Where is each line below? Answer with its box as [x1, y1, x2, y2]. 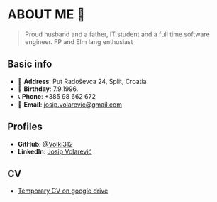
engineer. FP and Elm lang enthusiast [24, 37, 133, 46]
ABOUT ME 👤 [7, 6, 85, 23]
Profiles [7, 121, 43, 133]
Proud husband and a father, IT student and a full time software [24, 30, 211, 38]
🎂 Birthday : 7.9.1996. [17, 85, 79, 93]
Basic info [7, 58, 52, 70]
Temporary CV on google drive [17, 186, 108, 195]
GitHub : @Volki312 [17, 139, 73, 148]
